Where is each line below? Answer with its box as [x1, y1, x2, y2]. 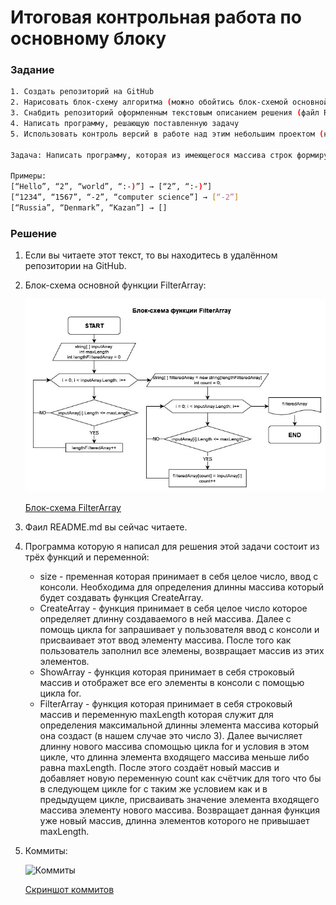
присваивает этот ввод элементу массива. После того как [39, 634, 292, 646]
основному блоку [10, 27, 167, 50]
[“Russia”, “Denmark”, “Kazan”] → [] [10, 203, 168, 213]
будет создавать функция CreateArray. [39, 592, 204, 604]
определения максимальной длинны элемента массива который [39, 719, 319, 731]
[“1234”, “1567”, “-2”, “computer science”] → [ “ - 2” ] [10, 192, 240, 203]
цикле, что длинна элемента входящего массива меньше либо [39, 751, 310, 763]
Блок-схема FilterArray [24, 502, 122, 514]
